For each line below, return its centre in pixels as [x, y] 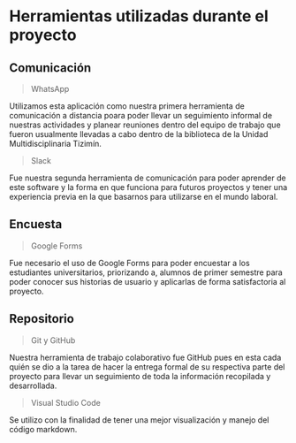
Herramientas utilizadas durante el [139, 16]
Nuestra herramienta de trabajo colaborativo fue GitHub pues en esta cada [145, 357]
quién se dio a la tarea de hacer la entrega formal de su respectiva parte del [147, 367]
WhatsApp [50, 89]
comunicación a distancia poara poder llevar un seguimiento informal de [140, 115]
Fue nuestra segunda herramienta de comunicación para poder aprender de [148, 178]
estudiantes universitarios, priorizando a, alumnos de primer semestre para [146, 272]
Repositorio [42, 319]
